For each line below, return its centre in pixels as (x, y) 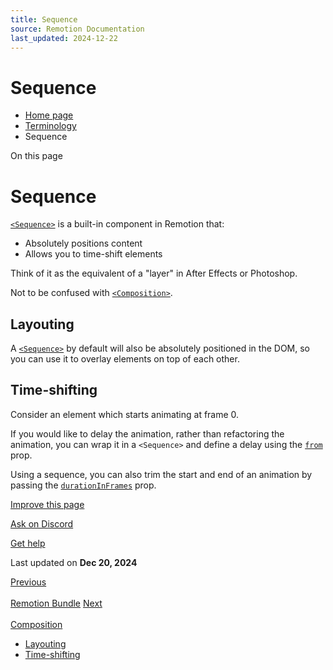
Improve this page (47, 504)
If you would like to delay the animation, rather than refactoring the (147, 433)
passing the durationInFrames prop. (83, 485)
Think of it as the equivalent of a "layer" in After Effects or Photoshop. (154, 273)
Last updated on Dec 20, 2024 (74, 562)
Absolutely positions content (83, 243)
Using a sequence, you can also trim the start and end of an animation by (161, 474)
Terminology (50, 126)
